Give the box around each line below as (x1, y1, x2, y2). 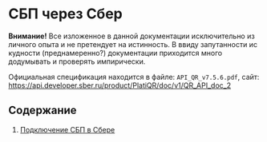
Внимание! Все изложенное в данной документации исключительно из (8, 31, 255, 41)
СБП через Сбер (8, 5, 123, 23)
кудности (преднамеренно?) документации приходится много (8, 48, 223, 57)
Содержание (8, 104, 78, 117)
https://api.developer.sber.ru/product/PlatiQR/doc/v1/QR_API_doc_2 (8, 81, 231, 90)
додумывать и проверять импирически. (8, 57, 146, 66)
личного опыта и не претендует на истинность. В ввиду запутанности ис (8, 39, 258, 49)
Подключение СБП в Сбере (19, 124, 115, 134)
